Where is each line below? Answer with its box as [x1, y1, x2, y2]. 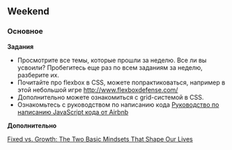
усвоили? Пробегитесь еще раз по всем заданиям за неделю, [17, 63, 203, 72]
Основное [7, 27, 43, 36]
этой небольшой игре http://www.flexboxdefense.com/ [17, 85, 178, 93]
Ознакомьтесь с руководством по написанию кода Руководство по [17, 100, 219, 109]
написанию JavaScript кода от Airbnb [17, 107, 129, 116]
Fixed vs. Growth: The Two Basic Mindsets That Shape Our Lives [7, 135, 193, 143]
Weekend [7, 6, 50, 17]
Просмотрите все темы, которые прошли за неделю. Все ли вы [17, 56, 207, 64]
